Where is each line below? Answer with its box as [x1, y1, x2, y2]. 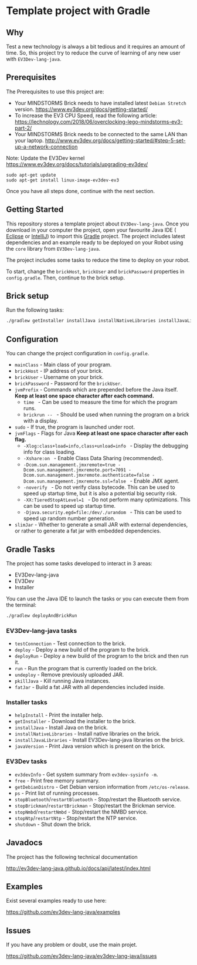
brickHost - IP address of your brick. [14, 367, 104, 374]
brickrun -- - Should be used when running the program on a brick [23, 411, 189, 418]
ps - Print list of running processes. [14, 789, 100, 797]
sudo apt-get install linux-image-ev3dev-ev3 [6, 177, 119, 183]
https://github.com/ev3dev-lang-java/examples [6, 909, 120, 916]
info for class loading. [23, 448, 76, 455]
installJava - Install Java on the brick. [14, 724, 108, 731]
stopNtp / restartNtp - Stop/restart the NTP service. [14, 814, 138, 821]
